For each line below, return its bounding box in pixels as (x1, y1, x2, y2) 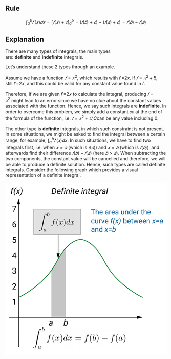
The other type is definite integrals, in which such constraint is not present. (5, 125, 165, 132)
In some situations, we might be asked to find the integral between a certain (5, 131, 165, 137)
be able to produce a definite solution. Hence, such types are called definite (5, 161, 165, 167)
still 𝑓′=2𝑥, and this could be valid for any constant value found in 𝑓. (5, 80, 145, 86)
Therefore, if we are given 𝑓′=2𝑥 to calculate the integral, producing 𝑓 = (5, 91, 154, 97)
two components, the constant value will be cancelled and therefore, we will (5, 155, 166, 161)
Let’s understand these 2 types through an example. (5, 64, 115, 70)
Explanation (5, 34, 45, 43)
